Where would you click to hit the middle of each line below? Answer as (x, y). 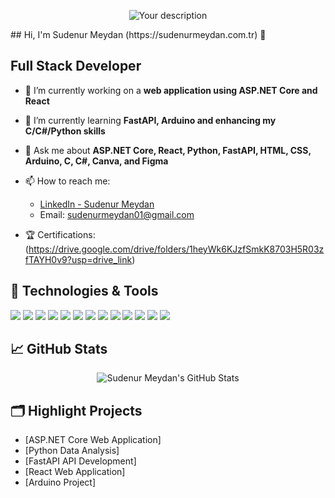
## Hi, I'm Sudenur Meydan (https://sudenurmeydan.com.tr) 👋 (138, 34)
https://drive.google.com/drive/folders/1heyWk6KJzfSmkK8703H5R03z (176, 249)
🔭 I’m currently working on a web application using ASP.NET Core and (171, 90)
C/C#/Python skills (65, 131)
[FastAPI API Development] (80, 461)
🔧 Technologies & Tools (84, 291)
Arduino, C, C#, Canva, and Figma (96, 161)
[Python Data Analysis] (72, 451)
